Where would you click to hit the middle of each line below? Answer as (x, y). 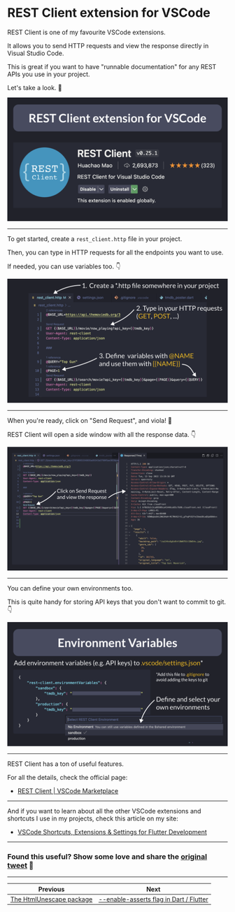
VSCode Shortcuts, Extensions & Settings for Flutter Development (112, 832)
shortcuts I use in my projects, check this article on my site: (93, 818)
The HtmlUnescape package (51, 899)
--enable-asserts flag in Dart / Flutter (153, 899)
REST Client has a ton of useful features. (66, 764)
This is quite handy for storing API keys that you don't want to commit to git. (116, 602)
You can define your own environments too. (70, 588)
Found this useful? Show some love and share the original (107, 856)
